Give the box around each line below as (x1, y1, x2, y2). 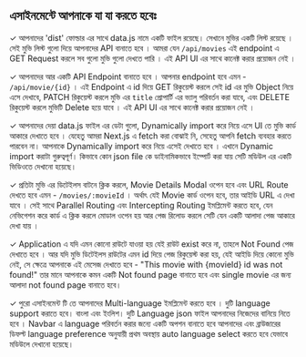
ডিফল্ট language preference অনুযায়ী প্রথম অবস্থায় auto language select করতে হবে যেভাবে (9, 328, 289, 339)
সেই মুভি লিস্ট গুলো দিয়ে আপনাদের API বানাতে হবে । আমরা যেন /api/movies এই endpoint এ (9, 42, 280, 54)
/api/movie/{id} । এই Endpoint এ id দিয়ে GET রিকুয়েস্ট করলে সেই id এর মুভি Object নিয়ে (9, 81, 294, 92)
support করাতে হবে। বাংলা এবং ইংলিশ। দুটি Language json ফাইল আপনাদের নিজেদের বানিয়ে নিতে (9, 308, 291, 319)
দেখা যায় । (9, 219, 39, 231)
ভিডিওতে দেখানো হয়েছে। (9, 160, 77, 172)
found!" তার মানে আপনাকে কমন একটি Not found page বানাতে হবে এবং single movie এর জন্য (9, 269, 291, 280)
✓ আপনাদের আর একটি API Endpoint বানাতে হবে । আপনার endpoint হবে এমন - (9, 71, 247, 82)
